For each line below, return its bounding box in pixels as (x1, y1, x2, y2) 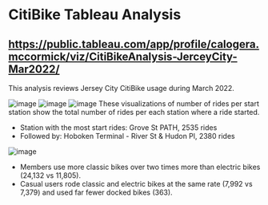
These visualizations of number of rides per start (98, 99, 260, 108)
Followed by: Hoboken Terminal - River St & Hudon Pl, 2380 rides (19, 132, 235, 140)
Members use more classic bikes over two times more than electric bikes (19, 162, 261, 171)
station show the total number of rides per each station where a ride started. (8, 108, 260, 116)
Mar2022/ (8, 62, 60, 76)
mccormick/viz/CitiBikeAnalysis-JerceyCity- (8, 49, 238, 63)
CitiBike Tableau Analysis (8, 6, 182, 24)
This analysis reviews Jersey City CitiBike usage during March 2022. (8, 84, 234, 93)
